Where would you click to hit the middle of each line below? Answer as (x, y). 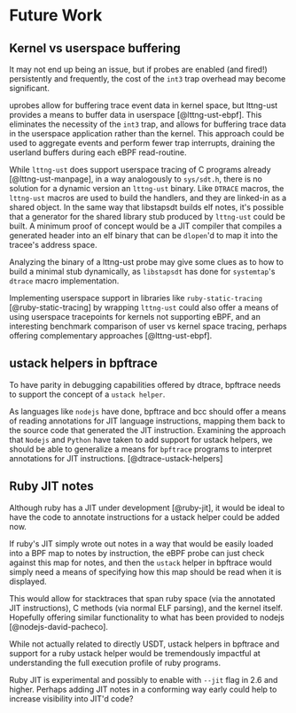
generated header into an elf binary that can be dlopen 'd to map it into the (144, 235)
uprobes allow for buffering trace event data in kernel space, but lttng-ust (144, 105)
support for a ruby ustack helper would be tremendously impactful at (135, 653)
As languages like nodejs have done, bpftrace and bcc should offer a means (148, 411)
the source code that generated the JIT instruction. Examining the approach (148, 430)
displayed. (28, 581)
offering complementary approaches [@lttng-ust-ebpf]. (111, 336)
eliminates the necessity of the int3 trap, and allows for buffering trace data (148, 124)
